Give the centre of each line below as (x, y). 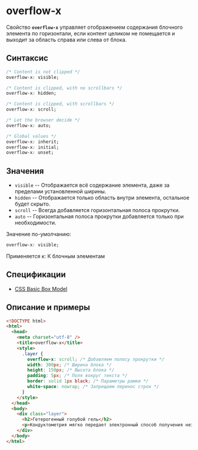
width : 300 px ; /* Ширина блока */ (70, 365)
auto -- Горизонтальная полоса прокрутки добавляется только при (99, 217)
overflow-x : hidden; (32, 93)
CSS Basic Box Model (41, 289)
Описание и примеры (48, 307)
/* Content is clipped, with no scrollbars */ (64, 88)
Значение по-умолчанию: (39, 234)
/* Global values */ (32, 136)
